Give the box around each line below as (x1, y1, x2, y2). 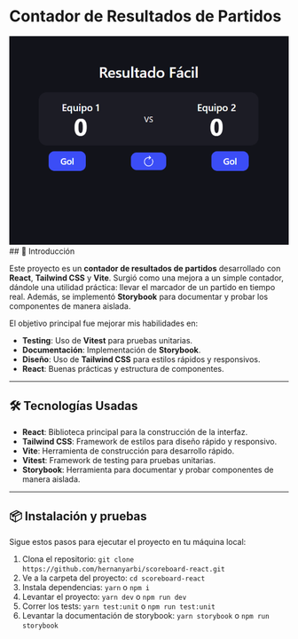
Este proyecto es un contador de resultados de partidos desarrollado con (9, 263, 281, 273)
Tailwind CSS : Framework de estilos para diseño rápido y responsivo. (21, 436, 278, 446)
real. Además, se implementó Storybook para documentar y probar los (9, 291, 269, 302)
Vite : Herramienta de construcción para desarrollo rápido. (21, 446, 235, 456)
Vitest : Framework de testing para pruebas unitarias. (21, 454, 216, 465)
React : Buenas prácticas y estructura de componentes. (21, 363, 224, 374)
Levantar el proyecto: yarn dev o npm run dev (21, 592, 187, 603)
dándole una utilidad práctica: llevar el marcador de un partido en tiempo (9, 281, 276, 292)
